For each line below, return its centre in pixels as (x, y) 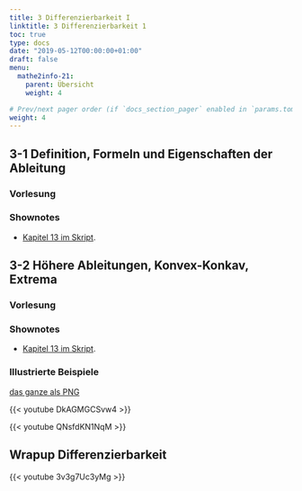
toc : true (28, 34)
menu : (19, 68)
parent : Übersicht (60, 85)
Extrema (33, 280)
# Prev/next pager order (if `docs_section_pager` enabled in (128, 109)
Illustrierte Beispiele (54, 372)
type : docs (30, 43)
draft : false (34, 59)
